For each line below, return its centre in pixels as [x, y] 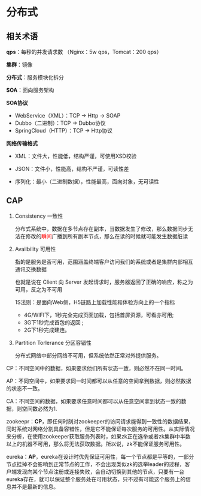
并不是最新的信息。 [35, 486]
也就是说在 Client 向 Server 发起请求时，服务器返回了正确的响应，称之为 [104, 282]
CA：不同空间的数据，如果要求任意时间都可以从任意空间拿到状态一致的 [94, 401]
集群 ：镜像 [19, 64]
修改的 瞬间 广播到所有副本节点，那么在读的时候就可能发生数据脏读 [107, 236]
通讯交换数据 [31, 269]
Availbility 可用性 [35, 249]
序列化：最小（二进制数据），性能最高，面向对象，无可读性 [87, 181]
